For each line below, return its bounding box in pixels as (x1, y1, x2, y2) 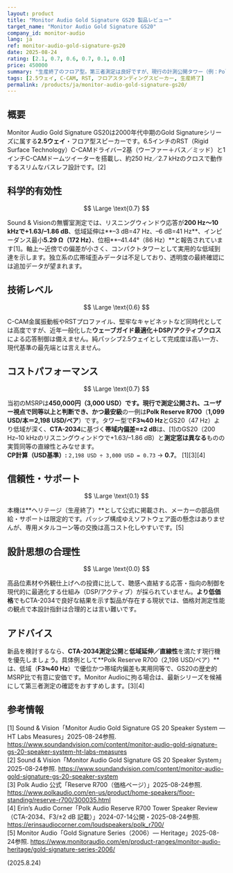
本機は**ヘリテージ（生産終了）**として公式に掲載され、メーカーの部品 (7, 506, 214, 514)
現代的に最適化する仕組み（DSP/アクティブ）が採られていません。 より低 (7, 588, 215, 596)
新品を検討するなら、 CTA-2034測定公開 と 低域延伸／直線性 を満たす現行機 (7, 647, 221, 655)
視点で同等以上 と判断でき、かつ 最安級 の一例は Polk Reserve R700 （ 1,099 (12, 407, 225, 416)
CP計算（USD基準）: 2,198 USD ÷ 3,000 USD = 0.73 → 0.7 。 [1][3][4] (7, 450, 206, 459)
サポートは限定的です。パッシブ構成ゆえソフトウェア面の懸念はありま (19, 515, 220, 523)
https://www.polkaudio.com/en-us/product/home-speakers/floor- (7, 788, 196, 797)
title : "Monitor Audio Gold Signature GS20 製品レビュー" (7, 17, 172, 24)
